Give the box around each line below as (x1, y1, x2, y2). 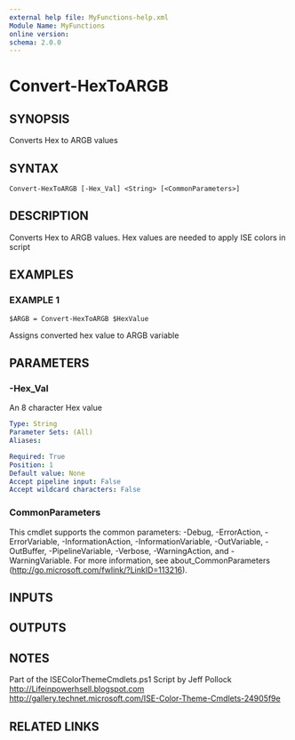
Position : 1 (9, 460, 53, 470)
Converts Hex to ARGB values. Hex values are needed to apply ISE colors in (9, 232, 286, 243)
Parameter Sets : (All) (9, 428, 93, 437)
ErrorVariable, (9, 535, 60, 547)
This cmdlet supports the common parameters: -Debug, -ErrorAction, (9, 527, 264, 537)
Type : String (9, 420, 58, 429)
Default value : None (9, 469, 86, 478)
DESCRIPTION (9, 208, 89, 223)
